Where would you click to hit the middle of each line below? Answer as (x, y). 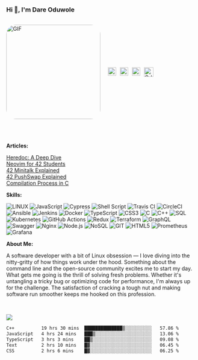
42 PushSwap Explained (36, 177)
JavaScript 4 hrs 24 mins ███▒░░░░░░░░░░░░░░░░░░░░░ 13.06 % (93, 334)
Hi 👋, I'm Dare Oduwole (41, 10)
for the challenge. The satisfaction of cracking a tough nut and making (93, 288)
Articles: (17, 146)
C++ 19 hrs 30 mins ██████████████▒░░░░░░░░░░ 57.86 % (93, 329)
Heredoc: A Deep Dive (34, 158)
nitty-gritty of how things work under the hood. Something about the (91, 262)
